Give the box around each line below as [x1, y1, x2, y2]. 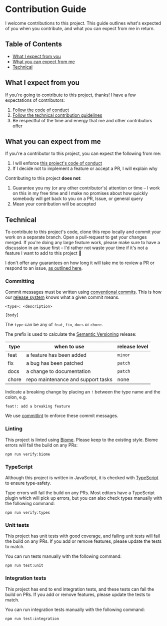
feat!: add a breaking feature [5, 404, 70, 409]
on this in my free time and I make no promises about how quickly [12, 190, 148, 196]
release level [117, 343, 148, 350]
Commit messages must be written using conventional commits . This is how [5, 289, 161, 295]
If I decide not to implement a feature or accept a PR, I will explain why [12, 165, 157, 171]
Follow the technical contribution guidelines [12, 112, 102, 118]
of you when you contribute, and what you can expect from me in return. [5, 25, 155, 31]
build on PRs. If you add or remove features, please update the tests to [5, 591, 151, 597]
